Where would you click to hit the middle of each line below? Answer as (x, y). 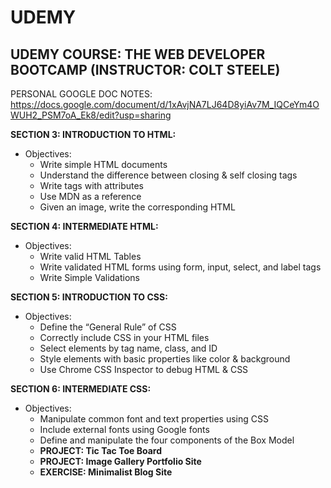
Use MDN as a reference (90, 196)
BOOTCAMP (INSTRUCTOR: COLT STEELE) (145, 69)
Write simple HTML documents (103, 164)
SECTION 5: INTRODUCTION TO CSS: (89, 297)
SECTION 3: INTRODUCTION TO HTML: (93, 134)
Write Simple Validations (90, 277)
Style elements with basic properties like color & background (165, 359)
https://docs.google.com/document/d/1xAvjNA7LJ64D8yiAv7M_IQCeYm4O (165, 104)
